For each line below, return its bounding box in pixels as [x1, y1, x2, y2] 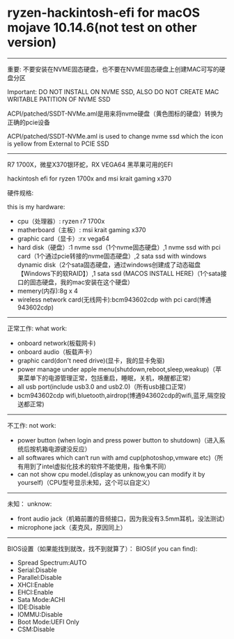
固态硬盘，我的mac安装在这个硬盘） [29, 277, 134, 286]
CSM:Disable [17, 625, 55, 633]
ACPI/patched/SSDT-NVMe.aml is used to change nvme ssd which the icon [7, 132, 224, 140]
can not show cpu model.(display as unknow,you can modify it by [17, 470, 205, 478]
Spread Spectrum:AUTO [17, 558, 87, 567]
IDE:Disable [17, 603, 51, 611]
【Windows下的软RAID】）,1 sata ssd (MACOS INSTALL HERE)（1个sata [17, 269, 221, 277]
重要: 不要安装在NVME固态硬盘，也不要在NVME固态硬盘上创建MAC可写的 [7, 65, 219, 73]
